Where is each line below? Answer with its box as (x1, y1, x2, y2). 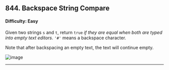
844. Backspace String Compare (5, 4, 110, 13)
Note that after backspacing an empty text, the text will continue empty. (5, 44, 154, 50)
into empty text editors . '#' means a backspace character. (5, 35, 127, 41)
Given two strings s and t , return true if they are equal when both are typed (5, 29, 162, 35)
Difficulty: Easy (5, 18, 39, 24)
